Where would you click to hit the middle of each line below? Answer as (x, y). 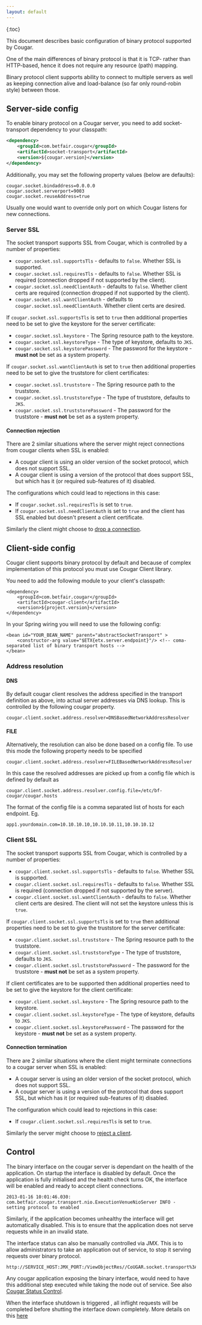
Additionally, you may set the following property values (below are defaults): (101, 174)
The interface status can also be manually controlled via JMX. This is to (95, 1243)
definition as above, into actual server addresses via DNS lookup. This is (96, 700)
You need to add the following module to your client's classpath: (86, 581)
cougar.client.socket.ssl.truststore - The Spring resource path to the (104, 939)
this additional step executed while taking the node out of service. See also (99, 1285)
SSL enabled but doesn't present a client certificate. (79, 517)
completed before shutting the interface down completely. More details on (98, 1309)
